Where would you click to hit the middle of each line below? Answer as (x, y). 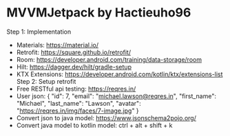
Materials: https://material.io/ (57, 45)
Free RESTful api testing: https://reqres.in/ (76, 89)
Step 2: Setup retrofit (46, 81)
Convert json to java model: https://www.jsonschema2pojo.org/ (106, 117)
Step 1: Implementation (39, 32)
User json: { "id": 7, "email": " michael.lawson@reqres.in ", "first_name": (116, 96)
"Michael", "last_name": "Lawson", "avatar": (79, 103)
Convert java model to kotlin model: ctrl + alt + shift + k (94, 125)
